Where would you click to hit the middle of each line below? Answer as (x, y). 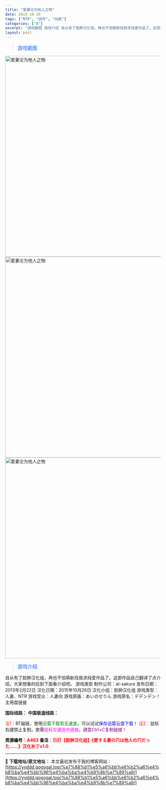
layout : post (19, 33)
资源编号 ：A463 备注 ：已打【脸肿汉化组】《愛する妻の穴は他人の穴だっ (78, 740)
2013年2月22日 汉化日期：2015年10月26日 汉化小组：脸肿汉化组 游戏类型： (82, 690)
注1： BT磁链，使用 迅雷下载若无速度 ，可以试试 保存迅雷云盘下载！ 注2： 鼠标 (82, 723)
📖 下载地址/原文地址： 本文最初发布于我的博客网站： (59, 761)
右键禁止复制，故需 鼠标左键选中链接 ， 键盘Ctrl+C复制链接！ (66, 729)
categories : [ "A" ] (24, 23)
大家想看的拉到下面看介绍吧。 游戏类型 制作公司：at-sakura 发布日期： (86, 684)
